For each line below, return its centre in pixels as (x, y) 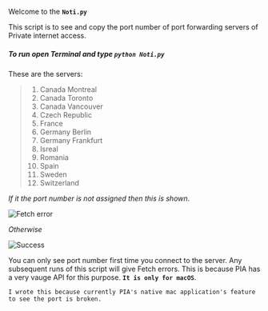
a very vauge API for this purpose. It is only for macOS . (102, 277)
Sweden (53, 174)
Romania (54, 157)
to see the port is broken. (55, 299)
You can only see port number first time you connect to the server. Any (125, 260)
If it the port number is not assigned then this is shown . (99, 198)
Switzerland (60, 182)
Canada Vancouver (71, 106)
